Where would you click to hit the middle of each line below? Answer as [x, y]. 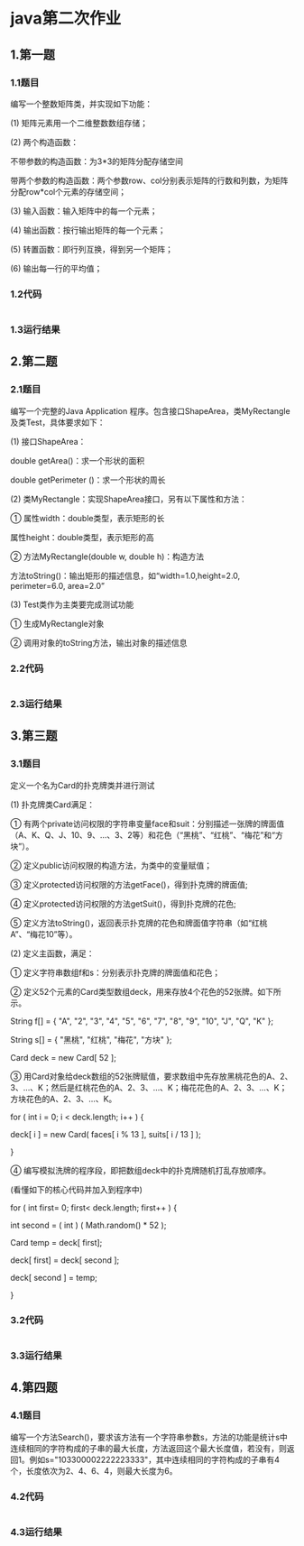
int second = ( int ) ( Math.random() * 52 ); [88, 1225]
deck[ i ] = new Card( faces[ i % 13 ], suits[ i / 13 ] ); [106, 1134]
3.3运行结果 [36, 1356]
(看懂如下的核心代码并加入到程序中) [77, 1189]
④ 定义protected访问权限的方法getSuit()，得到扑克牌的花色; [124, 904]
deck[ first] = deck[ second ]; [65, 1260]
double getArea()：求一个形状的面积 [78, 460]
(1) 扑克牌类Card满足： [53, 805]
